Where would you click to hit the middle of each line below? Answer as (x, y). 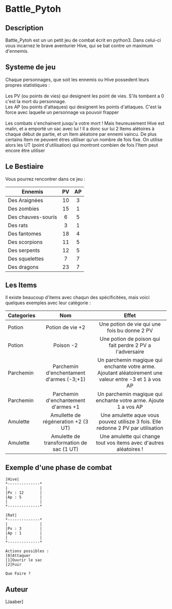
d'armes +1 (66, 407)
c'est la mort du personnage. (36, 101)
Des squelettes (26, 259)
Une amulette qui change (130, 437)
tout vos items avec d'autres (130, 443)
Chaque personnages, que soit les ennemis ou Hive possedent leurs (77, 80)
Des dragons (23, 267)
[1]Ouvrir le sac (24, 560)
